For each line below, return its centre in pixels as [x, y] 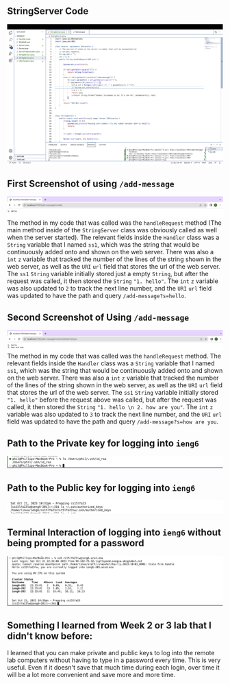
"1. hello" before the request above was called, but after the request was [112, 400]
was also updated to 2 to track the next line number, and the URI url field [110, 289]
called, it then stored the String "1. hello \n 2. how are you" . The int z [110, 407]
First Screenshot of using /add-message [91, 183]
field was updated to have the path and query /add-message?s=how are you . [113, 422]
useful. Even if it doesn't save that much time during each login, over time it [114, 667]
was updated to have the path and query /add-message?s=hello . [97, 296]
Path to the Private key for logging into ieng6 [103, 443]
